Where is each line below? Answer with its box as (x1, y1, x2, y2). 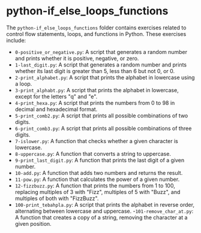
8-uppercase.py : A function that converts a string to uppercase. (14, 150, 171, 157)
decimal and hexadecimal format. (14, 105, 98, 113)
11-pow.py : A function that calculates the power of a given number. (14, 175, 180, 183)
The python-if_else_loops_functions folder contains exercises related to (6, 24, 187, 31)
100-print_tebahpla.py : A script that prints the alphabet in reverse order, (14, 201, 195, 208)
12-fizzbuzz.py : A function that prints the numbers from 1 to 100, (14, 181, 175, 189)
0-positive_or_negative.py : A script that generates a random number (14, 48, 188, 55)
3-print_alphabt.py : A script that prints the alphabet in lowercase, (14, 86, 179, 93)
